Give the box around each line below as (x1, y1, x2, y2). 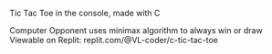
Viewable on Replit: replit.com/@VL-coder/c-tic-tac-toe (9, 35, 219, 45)
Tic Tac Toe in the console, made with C (9, 8, 161, 18)
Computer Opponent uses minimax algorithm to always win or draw (9, 25, 263, 35)
